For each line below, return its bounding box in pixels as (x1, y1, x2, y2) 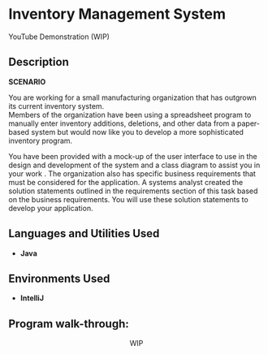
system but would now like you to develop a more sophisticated (31, 127, 244, 136)
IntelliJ (19, 293, 45, 303)
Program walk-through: (8, 317, 130, 330)
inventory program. (8, 136, 73, 145)
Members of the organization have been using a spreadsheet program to (8, 110, 252, 119)
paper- (236, 119, 260, 128)
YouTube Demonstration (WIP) (8, 32, 110, 41)
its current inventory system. (8, 101, 105, 110)
